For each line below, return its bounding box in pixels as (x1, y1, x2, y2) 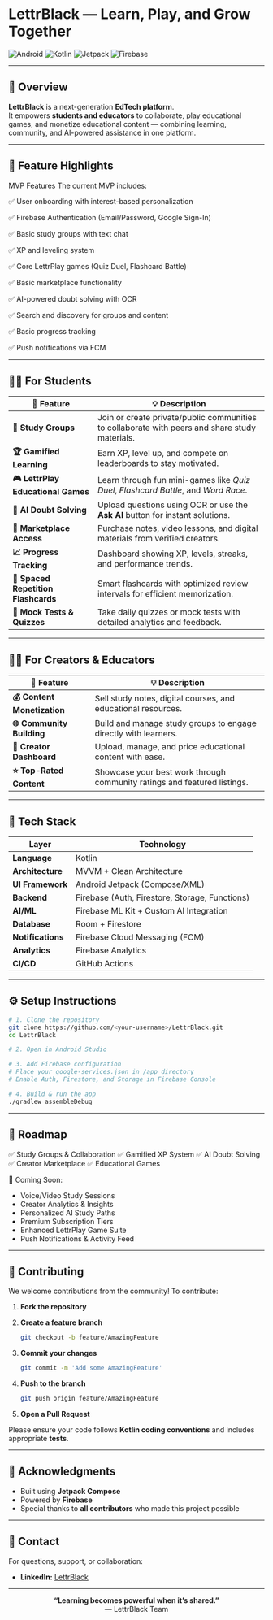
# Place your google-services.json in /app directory (8, 1068, 195, 1076)
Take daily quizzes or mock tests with (97, 606, 241, 618)
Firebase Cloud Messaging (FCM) (76, 932, 205, 943)
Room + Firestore (76, 919, 142, 929)
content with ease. (94, 751, 165, 762)
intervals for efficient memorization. (97, 588, 234, 600)
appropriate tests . (8, 1433, 69, 1443)
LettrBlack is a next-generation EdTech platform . (8, 102, 175, 111)
